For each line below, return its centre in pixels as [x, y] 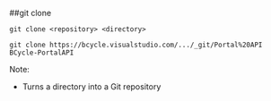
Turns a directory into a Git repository [92, 87]
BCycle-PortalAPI [42, 53]
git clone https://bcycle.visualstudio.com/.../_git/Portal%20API [136, 45]
